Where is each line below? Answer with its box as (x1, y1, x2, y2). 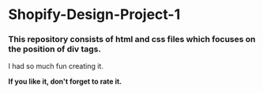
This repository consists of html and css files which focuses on (8, 34, 256, 45)
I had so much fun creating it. (8, 62, 104, 71)
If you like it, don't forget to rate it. (8, 77, 122, 86)
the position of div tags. (8, 43, 101, 55)
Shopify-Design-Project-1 (8, 6, 181, 24)
